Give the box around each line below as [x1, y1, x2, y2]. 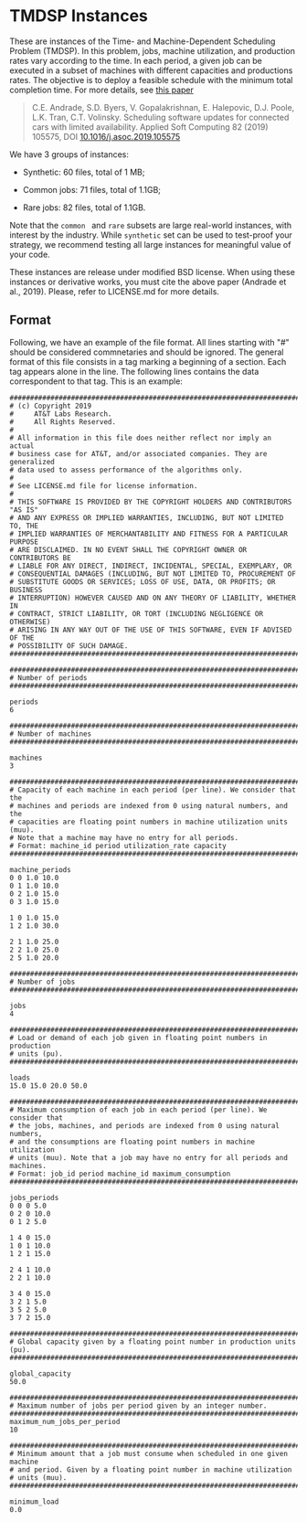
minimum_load [9, 1496, 59, 1506]
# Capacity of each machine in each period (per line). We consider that [9, 785, 297, 794]
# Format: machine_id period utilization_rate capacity [9, 841, 227, 850]
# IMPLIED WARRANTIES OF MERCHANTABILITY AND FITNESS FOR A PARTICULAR [9, 529, 288, 538]
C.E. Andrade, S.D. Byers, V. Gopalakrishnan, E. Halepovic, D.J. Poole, [31, 101, 295, 112]
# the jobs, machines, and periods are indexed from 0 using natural [9, 1121, 281, 1130]
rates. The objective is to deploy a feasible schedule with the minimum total [9, 74, 293, 85]
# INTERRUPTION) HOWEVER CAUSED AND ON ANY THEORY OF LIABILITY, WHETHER [9, 593, 297, 602]
